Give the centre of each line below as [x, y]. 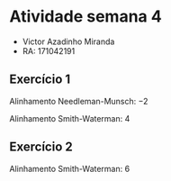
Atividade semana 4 [85, 17]
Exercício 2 [41, 147]
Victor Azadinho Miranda [68, 41]
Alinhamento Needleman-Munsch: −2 [79, 101]
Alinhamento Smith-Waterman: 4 [70, 118]
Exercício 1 [40, 80]
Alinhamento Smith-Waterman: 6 [70, 168]
